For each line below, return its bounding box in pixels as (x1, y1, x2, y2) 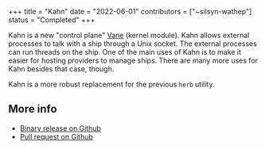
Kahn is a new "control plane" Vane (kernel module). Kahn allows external (8, 31, 250, 40)
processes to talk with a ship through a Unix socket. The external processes (8, 39, 257, 48)
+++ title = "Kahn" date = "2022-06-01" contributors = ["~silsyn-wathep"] (8, 7, 252, 16)
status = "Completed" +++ (8, 15, 95, 25)
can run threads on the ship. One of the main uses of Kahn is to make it (8, 48, 241, 56)
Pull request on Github (19, 132, 94, 141)
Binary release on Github (19, 123, 102, 133)
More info (8, 102, 57, 116)
